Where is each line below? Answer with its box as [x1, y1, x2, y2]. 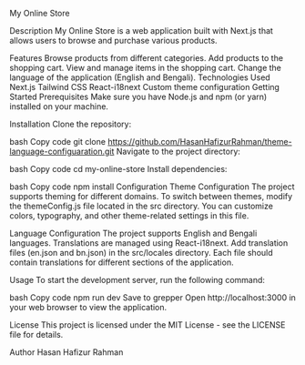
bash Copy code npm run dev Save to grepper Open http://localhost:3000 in [9, 292, 296, 303]
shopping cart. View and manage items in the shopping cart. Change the [9, 63, 282, 73]
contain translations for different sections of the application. [9, 257, 234, 268]
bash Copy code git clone [9, 137, 107, 147]
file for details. [9, 330, 64, 340]
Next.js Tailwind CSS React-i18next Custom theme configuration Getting [9, 82, 280, 92]
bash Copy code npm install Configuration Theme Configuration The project [9, 181, 295, 192]
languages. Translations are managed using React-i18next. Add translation [9, 238, 289, 248]
